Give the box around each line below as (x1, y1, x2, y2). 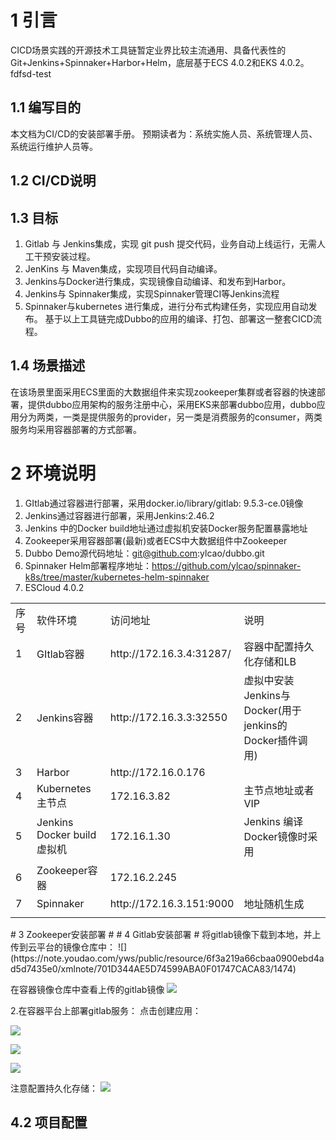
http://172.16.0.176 (109, 765, 206, 779)
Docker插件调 (243, 733, 308, 747)
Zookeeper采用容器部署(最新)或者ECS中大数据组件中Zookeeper (24, 534, 288, 546)
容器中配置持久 (243, 639, 315, 653)
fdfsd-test (10, 67, 52, 80)
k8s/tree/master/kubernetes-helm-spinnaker (24, 571, 210, 583)
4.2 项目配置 (10, 1114, 88, 1131)
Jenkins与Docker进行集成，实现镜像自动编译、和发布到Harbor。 (24, 275, 292, 287)
